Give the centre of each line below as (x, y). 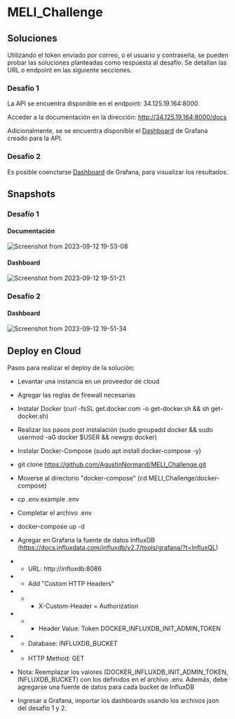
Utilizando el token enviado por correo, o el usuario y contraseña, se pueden (118, 55)
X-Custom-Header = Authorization (88, 606)
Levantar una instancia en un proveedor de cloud (88, 381)
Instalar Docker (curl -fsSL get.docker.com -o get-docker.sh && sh (113, 409)
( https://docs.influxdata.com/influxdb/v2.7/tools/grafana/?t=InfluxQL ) (118, 548)
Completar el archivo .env (55, 513)
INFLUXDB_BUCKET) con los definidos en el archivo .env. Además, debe (122, 680)
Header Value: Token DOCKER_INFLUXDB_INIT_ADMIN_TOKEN (129, 629)
